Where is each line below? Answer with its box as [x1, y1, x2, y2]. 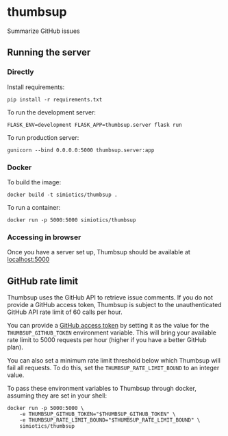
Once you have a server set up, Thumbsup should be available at [7, 248, 190, 256]
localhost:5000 [7, 255, 50, 264]
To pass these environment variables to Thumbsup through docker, [7, 385, 197, 393]
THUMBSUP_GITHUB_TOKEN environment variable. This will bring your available [7, 328, 217, 337]
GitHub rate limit [7, 275, 79, 287]
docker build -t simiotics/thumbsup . [7, 191, 118, 198]
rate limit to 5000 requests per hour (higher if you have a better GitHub [7, 336, 207, 344]
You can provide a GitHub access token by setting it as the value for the [7, 322, 210, 330]
